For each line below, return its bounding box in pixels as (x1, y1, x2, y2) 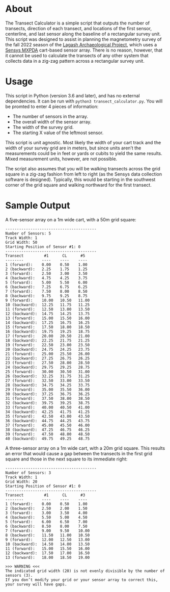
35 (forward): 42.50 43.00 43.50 (5, 414, 90, 419)
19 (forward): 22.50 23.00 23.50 (5, 342, 90, 347)
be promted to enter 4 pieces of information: (5, 103, 99, 110)
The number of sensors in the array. (12, 113, 88, 119)
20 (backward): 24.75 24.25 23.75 (5, 347, 90, 352)
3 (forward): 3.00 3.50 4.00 (5, 510, 88, 516)
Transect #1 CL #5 (5, 253, 86, 258)
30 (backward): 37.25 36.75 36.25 (5, 391, 90, 397)
